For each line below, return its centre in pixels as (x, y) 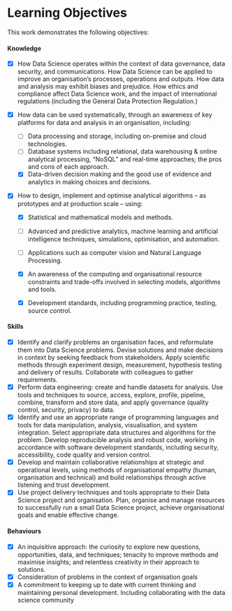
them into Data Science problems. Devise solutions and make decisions (120, 350)
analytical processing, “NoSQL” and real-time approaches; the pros (125, 159)
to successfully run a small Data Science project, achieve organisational (121, 508)
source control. (50, 310)
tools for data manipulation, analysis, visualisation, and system (107, 425)
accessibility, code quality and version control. (84, 455)
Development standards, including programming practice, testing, (122, 302)
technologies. (48, 144)
